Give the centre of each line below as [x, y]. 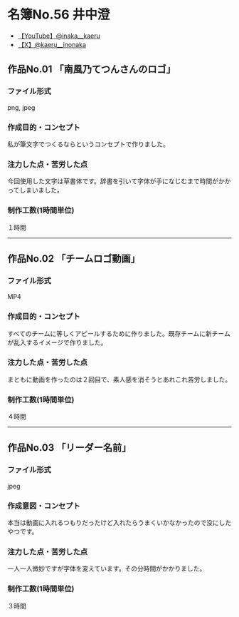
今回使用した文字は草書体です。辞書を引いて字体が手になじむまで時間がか [116, 181]
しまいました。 [42, 190]
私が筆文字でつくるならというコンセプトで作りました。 [88, 144]
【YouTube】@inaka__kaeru [59, 36]
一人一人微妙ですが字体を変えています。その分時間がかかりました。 [107, 568]
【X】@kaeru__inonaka [52, 44]
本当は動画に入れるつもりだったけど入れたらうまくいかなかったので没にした [119, 523]
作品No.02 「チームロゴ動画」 [74, 259]
